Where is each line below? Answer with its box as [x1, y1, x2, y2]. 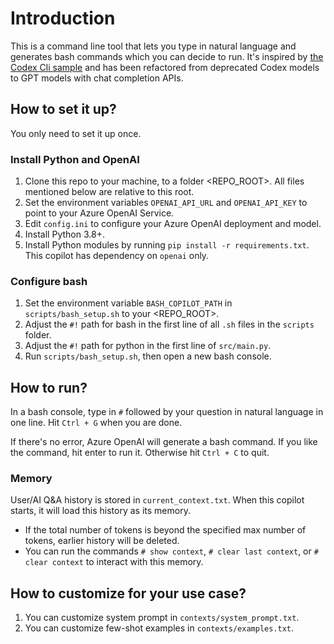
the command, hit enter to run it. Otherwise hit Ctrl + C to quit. [10, 447, 270, 459]
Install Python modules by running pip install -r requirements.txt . [24, 239, 310, 251]
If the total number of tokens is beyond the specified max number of [24, 524, 307, 536]
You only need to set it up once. [10, 127, 142, 139]
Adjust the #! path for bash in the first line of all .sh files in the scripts [24, 318, 315, 331]
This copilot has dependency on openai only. [24, 250, 210, 262]
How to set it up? [10, 101, 117, 118]
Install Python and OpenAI [10, 152, 140, 166]
